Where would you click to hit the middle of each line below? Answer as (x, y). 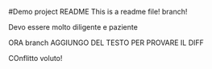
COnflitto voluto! (35, 58)
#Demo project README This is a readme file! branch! (98, 12)
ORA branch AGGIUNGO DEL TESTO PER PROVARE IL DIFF (106, 43)
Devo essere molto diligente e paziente (73, 27)
